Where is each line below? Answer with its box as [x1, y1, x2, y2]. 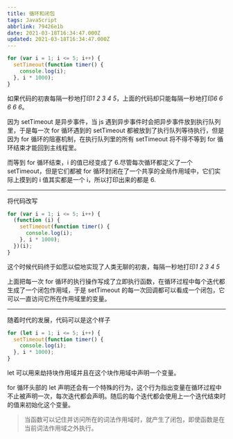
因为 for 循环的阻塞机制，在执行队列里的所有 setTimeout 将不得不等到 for [7, 134, 216, 143]
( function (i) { [13, 217, 60, 224]
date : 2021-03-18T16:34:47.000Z [7, 29, 101, 37]
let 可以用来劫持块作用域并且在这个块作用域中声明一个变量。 [7, 368, 180, 377]
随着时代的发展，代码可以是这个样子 [7, 316, 111, 324]
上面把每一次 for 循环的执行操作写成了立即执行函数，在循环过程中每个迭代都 [7, 277, 225, 285]
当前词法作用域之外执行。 [24, 424, 98, 432]
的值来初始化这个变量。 [7, 401, 74, 409]
